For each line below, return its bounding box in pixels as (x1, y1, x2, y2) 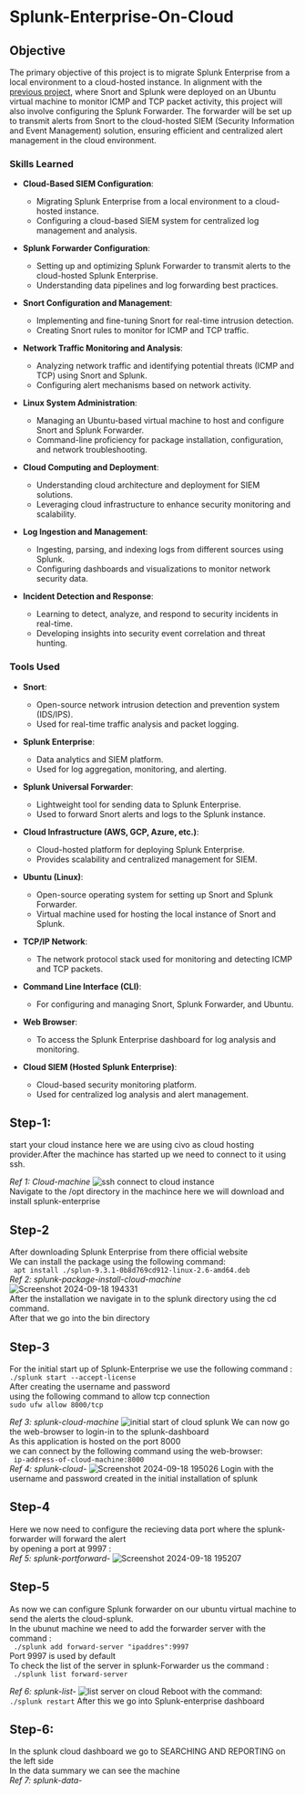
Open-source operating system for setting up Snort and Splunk (36, 888, 273, 900)
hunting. (36, 637, 68, 649)
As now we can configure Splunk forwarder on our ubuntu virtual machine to (9, 1603, 297, 1614)
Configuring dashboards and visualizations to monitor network (36, 563, 271, 574)
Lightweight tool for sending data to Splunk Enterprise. (36, 799, 241, 810)
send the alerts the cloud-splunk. (9, 1613, 134, 1624)
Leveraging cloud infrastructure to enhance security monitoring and (36, 499, 291, 510)
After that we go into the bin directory (9, 1313, 150, 1324)
